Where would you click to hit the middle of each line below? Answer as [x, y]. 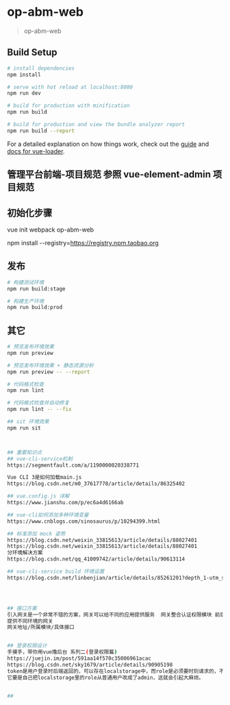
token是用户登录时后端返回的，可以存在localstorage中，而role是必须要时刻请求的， [113, 671]
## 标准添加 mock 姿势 [36, 534]
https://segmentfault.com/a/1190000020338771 [73, 465]
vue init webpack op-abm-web [51, 230]
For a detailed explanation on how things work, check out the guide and [108, 144]
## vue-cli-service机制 [40, 459]
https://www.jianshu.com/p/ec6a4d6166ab [66, 503]
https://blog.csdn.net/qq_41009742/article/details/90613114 [96, 559]
